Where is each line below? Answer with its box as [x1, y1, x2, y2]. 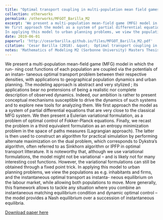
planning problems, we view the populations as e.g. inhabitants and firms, [5, 169, 152, 175]
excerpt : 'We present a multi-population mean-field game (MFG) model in [5, 20, 158, 26]
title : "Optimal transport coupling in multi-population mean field [5, 7, 147, 12]
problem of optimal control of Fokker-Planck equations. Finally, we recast [5, 117, 151, 124]
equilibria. [5, 200, 25, 206]
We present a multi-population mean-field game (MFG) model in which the [5, 61, 154, 67]
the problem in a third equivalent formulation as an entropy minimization [5, 123, 149, 128]
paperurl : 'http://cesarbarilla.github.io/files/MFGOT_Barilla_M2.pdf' [5, 39, 153, 44]
